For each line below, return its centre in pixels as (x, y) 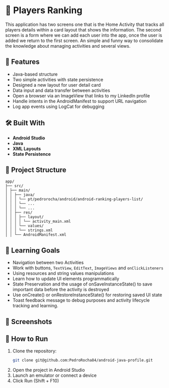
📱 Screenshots (29, 322)
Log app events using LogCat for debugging (58, 107)
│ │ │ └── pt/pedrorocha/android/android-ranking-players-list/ (74, 199)
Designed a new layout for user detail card (57, 85)
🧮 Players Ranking (44, 10)
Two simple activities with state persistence (58, 79)
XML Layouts (27, 149)
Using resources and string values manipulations (63, 273)
